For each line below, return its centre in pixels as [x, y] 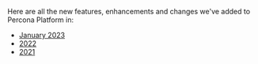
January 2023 [42, 35]
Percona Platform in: [41, 20]
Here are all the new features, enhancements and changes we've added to [129, 11]
